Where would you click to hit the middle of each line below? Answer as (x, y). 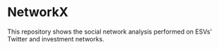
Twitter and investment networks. (56, 38)
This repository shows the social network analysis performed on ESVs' (110, 31)
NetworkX (38, 12)
